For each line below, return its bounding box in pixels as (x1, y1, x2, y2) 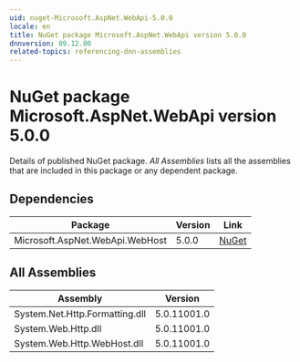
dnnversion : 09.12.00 (9, 38, 92, 48)
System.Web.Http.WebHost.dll (14, 336, 144, 349)
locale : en (9, 22, 51, 31)
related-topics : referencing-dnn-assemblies (9, 47, 181, 57)
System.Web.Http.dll (14, 322, 102, 335)
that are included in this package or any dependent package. (9, 165, 239, 176)
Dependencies (9, 191, 94, 207)
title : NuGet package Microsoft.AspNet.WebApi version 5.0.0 (9, 30, 247, 39)
